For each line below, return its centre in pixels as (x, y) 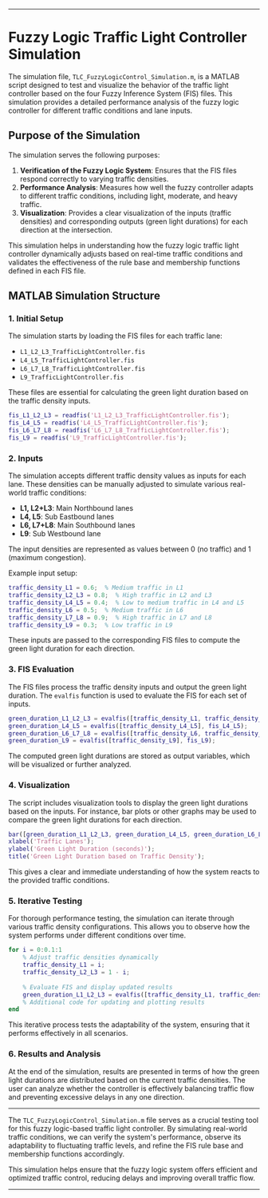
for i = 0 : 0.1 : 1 (35, 950)
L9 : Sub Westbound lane (60, 534)
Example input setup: (43, 573)
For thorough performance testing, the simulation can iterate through (121, 918)
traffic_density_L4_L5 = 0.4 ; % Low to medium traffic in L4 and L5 (126, 603)
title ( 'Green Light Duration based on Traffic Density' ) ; (106, 857)
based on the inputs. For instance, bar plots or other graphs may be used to (132, 811)
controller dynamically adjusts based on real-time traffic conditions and (126, 253)
